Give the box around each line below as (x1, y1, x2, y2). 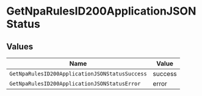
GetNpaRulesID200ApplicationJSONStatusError (9, 80, 141, 87)
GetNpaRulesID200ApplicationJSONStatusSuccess (9, 70, 148, 77)
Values (6, 41, 34, 52)
